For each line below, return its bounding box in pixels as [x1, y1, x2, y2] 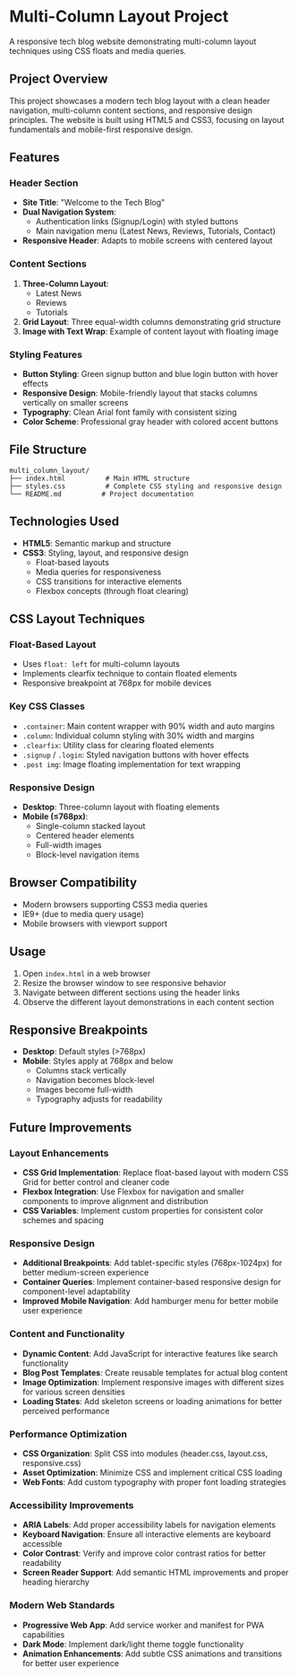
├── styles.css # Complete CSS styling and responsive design [9, 482, 282, 491]
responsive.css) [21, 1457, 82, 1468]
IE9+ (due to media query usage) [21, 908, 145, 919]
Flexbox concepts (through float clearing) [35, 585, 190, 596]
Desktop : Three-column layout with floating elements [21, 801, 220, 812]
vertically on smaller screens [21, 397, 129, 408]
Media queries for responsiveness [35, 566, 162, 577]
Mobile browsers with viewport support [21, 918, 168, 929]
